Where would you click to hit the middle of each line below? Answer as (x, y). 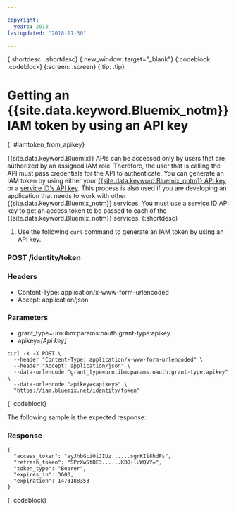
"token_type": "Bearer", (50, 469)
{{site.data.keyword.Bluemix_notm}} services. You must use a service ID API (118, 203)
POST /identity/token (44, 258)
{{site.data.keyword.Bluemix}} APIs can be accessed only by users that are (116, 159)
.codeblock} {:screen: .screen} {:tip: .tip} (66, 67)
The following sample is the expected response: (77, 417)
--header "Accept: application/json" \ (72, 366)
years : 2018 (31, 26)
